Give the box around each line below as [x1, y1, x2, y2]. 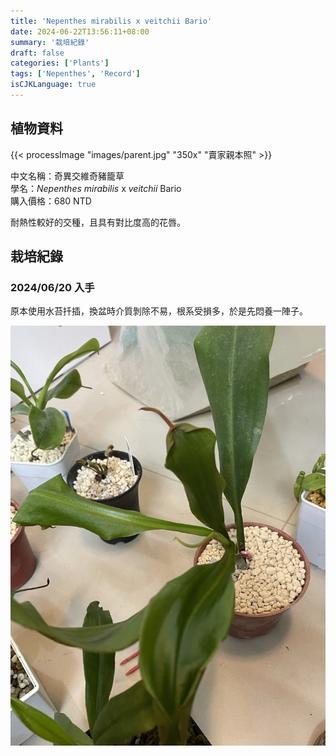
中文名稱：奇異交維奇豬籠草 [10, 170, 125, 182]
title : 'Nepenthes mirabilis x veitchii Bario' [10, 16, 213, 26]
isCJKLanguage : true [10, 80, 97, 90]
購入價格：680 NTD [10, 195, 92, 207]
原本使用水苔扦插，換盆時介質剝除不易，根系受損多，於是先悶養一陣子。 [10, 305, 308, 317]
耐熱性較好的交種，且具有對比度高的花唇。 [10, 216, 186, 228]
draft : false [10, 48, 65, 58]
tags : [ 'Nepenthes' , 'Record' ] [10, 69, 141, 79]
